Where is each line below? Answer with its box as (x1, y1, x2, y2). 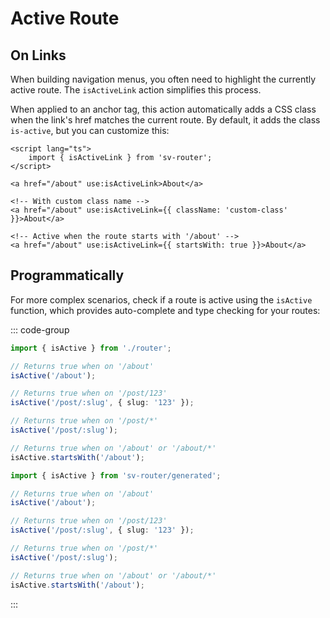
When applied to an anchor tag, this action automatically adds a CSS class (10, 103, 317, 115)
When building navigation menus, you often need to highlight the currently (10, 73, 317, 85)
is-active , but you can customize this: (10, 125, 170, 136)
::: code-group (10, 323, 70, 336)
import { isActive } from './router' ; (10, 343, 172, 353)
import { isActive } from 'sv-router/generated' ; (10, 470, 222, 481)
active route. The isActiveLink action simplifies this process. (10, 84, 262, 96)
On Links (10, 47, 67, 64)
